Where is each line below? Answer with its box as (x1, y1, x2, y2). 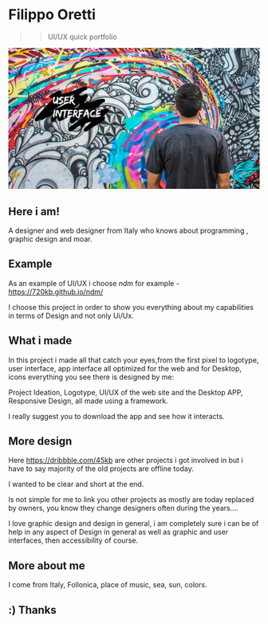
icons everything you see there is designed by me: (8, 372, 174, 382)
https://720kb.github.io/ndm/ (8, 287, 104, 296)
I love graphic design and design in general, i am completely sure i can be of (8, 519, 259, 528)
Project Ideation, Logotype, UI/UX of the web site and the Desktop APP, (8, 387, 243, 397)
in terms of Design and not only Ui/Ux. (8, 311, 134, 320)
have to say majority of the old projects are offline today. (8, 464, 194, 473)
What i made (8, 334, 73, 347)
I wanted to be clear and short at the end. (8, 480, 144, 489)
